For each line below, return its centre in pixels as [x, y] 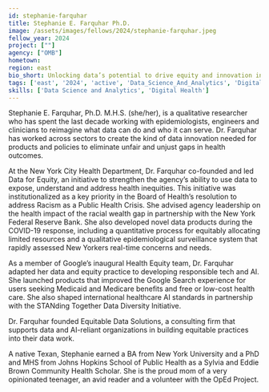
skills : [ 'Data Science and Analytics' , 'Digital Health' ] [109, 90]
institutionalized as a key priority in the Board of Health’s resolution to [123, 196]
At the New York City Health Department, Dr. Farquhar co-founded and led [131, 171]
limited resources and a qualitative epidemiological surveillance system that [133, 239]
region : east [30, 68]
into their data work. [41, 338]
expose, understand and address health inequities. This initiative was [122, 188]
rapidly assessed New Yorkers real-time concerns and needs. [110, 248]
